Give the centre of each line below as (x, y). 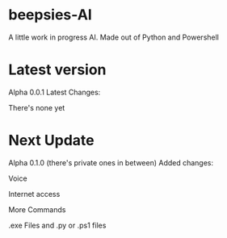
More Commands (37, 209)
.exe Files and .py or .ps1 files (57, 225)
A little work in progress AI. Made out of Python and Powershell (114, 37)
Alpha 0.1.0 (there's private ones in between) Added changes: (111, 162)
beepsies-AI (50, 15)
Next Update (51, 141)
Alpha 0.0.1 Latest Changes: (55, 92)
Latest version (57, 70)
